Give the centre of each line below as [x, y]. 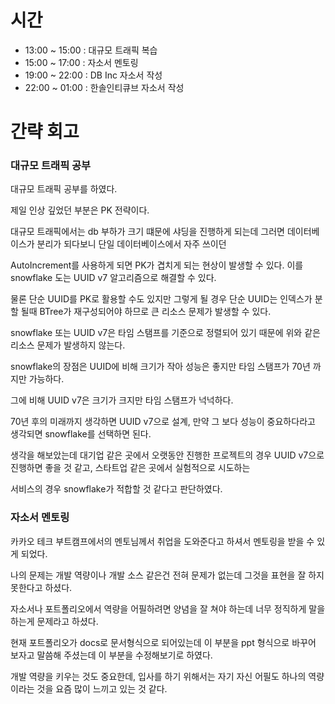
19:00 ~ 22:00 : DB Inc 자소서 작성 [93, 75]
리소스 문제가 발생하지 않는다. [68, 345]
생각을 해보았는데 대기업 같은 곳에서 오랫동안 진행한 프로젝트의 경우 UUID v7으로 [167, 455]
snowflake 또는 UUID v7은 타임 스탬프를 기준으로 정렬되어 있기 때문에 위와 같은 [165, 333]
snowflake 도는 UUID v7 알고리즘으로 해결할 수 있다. [113, 278]
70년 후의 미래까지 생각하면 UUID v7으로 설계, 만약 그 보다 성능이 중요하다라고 [163, 422]
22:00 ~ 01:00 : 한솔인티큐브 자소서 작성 [104, 87]
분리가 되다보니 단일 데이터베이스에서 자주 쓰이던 [131, 244]
